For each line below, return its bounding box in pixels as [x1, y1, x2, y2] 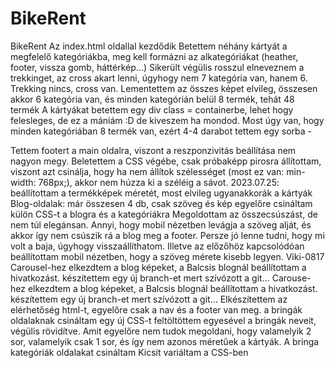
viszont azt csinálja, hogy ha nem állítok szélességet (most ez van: [10, 165, 285, 177]
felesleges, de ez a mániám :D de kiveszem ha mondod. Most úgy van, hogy [10, 114, 325, 126]
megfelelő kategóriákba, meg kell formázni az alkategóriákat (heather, [10, 50, 299, 62]
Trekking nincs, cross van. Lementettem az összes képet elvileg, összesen [10, 82, 318, 94]
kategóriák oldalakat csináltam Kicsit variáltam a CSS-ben [10, 346, 249, 358]
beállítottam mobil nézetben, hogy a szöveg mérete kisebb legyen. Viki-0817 [10, 250, 325, 262]
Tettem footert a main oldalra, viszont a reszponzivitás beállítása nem [10, 144, 297, 156]
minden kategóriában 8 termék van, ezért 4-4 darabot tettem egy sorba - [10, 125, 313, 137]
